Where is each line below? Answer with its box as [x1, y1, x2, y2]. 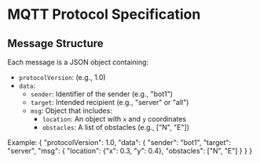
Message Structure [7, 37, 104, 50]
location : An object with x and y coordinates [42, 114, 186, 123]
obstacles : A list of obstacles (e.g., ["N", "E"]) [42, 123, 190, 132]
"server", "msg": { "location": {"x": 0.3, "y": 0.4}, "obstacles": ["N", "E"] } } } [7, 147, 253, 155]
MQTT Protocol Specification [7, 5, 201, 24]
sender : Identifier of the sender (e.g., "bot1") [30, 89, 174, 99]
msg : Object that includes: [30, 106, 113, 115]
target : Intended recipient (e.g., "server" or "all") [30, 98, 189, 107]
